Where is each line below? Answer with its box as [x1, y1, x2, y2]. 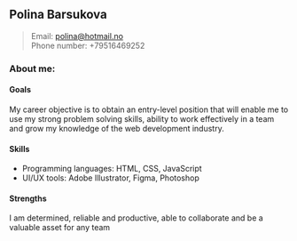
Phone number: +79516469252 [30, 40, 145, 51]
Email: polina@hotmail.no [30, 30, 124, 41]
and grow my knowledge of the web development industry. [9, 123, 224, 133]
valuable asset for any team [9, 222, 111, 233]
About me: [9, 62, 56, 75]
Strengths [9, 193, 47, 204]
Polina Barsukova [9, 7, 108, 22]
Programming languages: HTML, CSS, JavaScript [21, 164, 202, 174]
